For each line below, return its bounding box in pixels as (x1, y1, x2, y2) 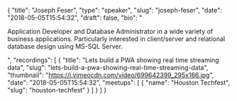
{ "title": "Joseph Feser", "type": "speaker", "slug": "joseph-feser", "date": (7, 6, 222, 14)
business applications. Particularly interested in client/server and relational (7, 35, 226, 43)
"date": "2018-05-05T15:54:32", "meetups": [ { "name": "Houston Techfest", (7, 78, 231, 87)
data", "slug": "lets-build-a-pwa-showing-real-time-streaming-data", (7, 64, 209, 71)
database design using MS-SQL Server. (7, 42, 123, 50)
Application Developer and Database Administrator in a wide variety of (7, 28, 214, 35)
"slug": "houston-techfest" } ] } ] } (7, 86, 107, 94)
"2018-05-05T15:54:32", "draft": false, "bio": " (7, 13, 143, 22)
